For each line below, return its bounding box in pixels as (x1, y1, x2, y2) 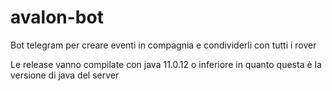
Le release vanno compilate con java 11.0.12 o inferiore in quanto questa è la (10, 58, 322, 70)
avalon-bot (10, 6, 104, 29)
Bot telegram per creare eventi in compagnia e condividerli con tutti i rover (10, 39, 317, 51)
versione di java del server (10, 69, 120, 81)
